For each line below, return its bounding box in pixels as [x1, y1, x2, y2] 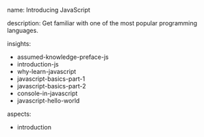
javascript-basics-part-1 [16, 75, 86, 83]
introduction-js [16, 60, 60, 68]
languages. [7, 27, 39, 34]
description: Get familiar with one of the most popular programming [7, 19, 197, 27]
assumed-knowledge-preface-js [16, 53, 109, 61]
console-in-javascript [16, 89, 78, 97]
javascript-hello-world [16, 97, 80, 105]
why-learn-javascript [16, 68, 77, 75]
